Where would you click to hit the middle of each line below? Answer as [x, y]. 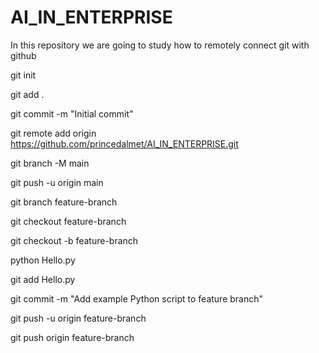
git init [23, 75]
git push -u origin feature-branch [78, 318]
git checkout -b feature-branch [74, 240]
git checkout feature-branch [68, 221]
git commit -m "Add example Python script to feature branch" [137, 298]
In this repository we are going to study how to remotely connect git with [160, 45]
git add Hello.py [43, 279]
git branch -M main [50, 163]
